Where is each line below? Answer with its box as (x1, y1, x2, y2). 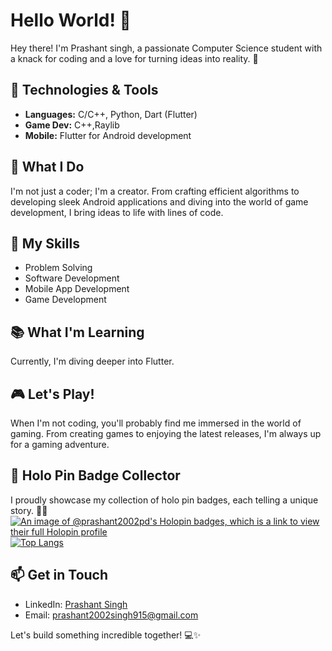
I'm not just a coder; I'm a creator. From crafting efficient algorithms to (10, 185, 300, 197)
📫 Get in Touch (10, 567, 109, 584)
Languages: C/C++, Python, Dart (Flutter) (24, 108, 198, 120)
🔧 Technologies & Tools (10, 82, 159, 99)
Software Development (24, 272, 120, 284)
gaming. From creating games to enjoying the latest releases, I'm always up (10, 428, 322, 439)
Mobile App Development (24, 283, 130, 295)
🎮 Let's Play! (10, 385, 95, 403)
